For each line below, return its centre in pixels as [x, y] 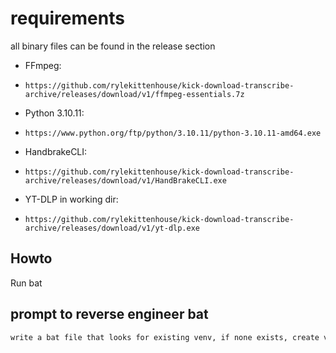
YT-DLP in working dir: [71, 199]
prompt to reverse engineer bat [109, 314]
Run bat [26, 283]
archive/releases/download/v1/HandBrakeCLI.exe [125, 180]
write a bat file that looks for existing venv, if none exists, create [165, 337]
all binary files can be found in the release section [113, 46]
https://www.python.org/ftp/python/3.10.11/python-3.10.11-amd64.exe [173, 133]
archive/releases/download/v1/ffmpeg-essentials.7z [134, 94]
